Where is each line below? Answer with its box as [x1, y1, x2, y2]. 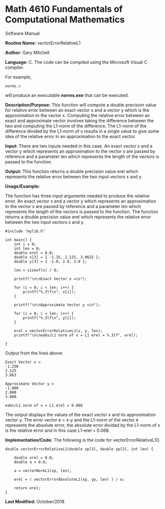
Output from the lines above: [5, 350, 63, 356]
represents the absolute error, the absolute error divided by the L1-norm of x [5, 422, 161, 428]
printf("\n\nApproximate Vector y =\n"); [14, 302, 100, 307]
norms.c [5, 83, 21, 89]
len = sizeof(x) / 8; [14, 267, 58, 273]
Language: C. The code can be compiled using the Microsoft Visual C [5, 59, 147, 65]
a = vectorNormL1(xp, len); [14, 468, 72, 473]
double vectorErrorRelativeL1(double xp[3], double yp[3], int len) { [5, 447, 154, 452]
